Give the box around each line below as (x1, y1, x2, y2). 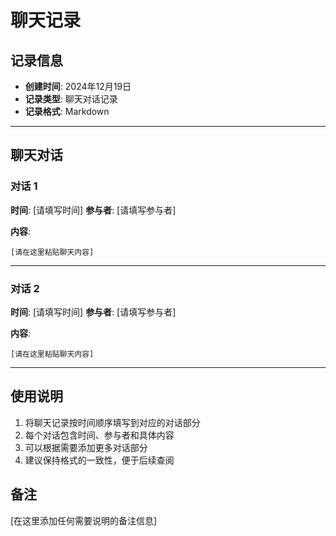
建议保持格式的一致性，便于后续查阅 (24, 454, 175, 466)
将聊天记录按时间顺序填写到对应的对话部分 (24, 416, 201, 428)
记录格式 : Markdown (24, 106, 110, 117)
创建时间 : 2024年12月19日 (24, 81, 132, 92)
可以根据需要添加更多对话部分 (24, 441, 148, 453)
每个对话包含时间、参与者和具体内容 (24, 429, 175, 441)
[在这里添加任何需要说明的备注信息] (10, 514, 158, 526)
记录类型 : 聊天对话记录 (24, 93, 118, 105)
